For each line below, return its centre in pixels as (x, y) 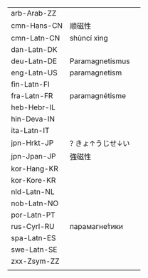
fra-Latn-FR (32, 96)
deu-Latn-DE (34, 61)
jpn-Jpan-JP (33, 156)
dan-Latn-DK (34, 49)
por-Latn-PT (33, 215)
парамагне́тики (96, 226)
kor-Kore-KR (33, 180)
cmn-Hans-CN (37, 26)
